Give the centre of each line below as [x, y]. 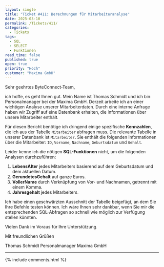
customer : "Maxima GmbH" [30, 73]
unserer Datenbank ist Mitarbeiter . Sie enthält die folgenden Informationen [81, 137]
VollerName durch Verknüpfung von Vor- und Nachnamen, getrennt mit [84, 182]
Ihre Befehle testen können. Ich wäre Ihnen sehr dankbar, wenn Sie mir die [80, 207]
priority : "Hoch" [23, 69]
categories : [17, 28]
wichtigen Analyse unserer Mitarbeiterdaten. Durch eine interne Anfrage [78, 107]
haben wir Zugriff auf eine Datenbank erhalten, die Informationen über [76, 112]
